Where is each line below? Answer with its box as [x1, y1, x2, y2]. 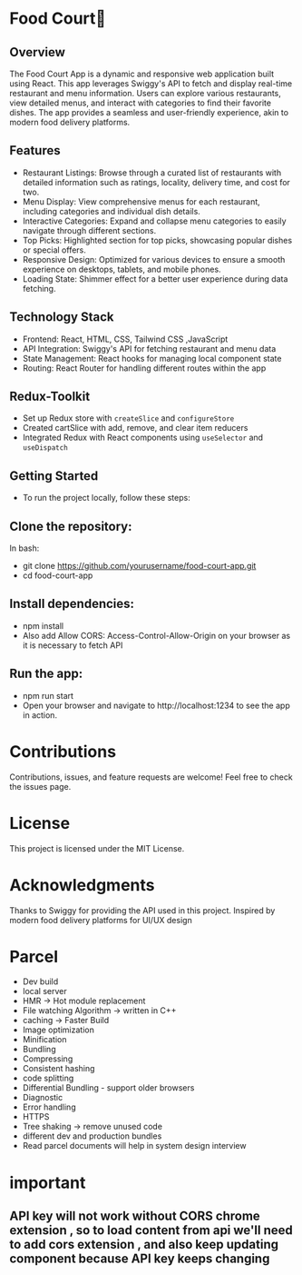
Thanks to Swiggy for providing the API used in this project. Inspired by [9, 904, 276, 916]
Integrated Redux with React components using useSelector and [22, 432, 264, 443]
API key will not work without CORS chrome [9, 1209, 260, 1224]
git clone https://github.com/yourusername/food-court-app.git [22, 561, 257, 572]
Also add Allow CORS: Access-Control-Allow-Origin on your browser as [22, 630, 291, 641]
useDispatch [22, 443, 68, 453]
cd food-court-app [22, 570, 93, 581]
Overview [9, 45, 66, 60]
